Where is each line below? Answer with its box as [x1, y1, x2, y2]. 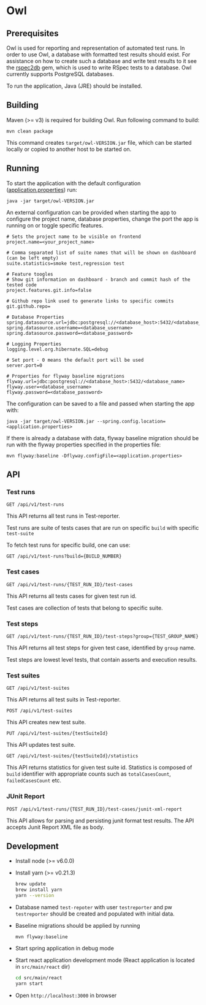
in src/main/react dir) [15, 963, 71, 970]
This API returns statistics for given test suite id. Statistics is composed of [6, 764, 193, 771]
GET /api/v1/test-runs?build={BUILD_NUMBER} [6, 553, 122, 560]
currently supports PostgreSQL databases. [6, 71, 115, 77]
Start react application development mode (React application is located [15, 956, 195, 963]
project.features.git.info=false [6, 287, 92, 293]
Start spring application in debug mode [15, 944, 115, 952]
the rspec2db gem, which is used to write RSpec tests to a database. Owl [6, 64, 192, 71]
